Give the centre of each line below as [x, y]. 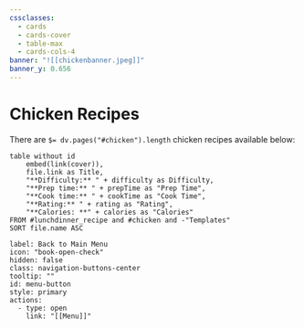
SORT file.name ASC [47, 228]
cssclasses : [32, 18]
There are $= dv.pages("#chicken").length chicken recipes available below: [152, 139]
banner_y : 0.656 [40, 69]
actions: [26, 300]
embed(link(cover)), [65, 164]
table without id [42, 156]
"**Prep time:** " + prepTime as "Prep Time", [116, 188]
